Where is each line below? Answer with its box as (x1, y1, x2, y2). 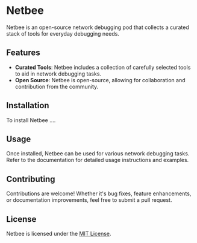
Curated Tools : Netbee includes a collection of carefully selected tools (14, 63, 191, 71)
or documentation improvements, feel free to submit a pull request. (6, 196, 172, 204)
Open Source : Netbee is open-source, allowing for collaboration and (14, 76, 186, 83)
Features (6, 48, 40, 58)
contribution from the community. (14, 83, 99, 90)
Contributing (6, 173, 55, 184)
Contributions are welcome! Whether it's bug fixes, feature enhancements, (6, 190, 192, 197)
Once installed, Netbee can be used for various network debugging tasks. (6, 150, 190, 157)
